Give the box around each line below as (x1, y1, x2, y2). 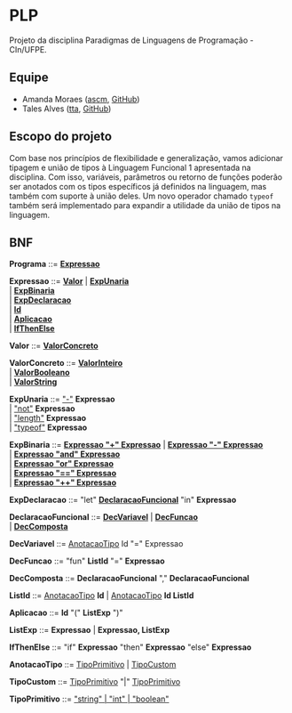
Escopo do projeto (9, 129, 113, 144)
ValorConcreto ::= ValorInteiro (9, 358, 123, 369)
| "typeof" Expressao (9, 422, 88, 433)
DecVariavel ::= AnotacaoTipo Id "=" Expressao (9, 539, 184, 549)
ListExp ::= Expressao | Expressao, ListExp (9, 625, 170, 636)
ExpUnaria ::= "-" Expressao (9, 393, 115, 405)
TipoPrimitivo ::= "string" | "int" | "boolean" (9, 693, 170, 704)
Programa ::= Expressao (9, 259, 100, 270)
